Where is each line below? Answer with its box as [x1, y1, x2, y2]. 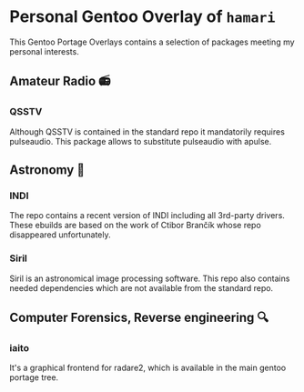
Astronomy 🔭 [9, 162, 85, 178]
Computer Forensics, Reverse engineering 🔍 [9, 310, 269, 325]
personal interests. [9, 45, 79, 56]
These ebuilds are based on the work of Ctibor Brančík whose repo [9, 220, 261, 231]
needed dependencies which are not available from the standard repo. [9, 282, 274, 293]
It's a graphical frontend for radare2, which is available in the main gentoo [9, 362, 287, 374]
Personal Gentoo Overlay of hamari [9, 6, 276, 27]
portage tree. [9, 372, 59, 383]
